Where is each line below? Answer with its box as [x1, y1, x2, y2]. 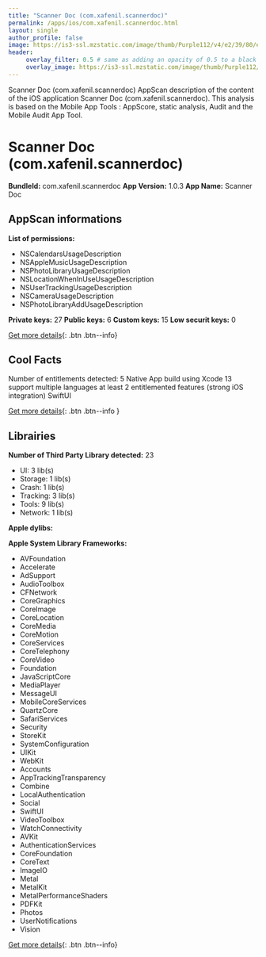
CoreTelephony [19, 647, 70, 657]
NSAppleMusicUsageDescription [19, 257, 127, 266]
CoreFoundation [19, 849, 73, 859]
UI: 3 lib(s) [19, 465, 54, 476]
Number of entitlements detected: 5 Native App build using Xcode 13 [8, 374, 232, 384]
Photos [19, 908, 44, 917]
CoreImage [19, 604, 57, 614]
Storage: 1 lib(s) [19, 474, 71, 484]
